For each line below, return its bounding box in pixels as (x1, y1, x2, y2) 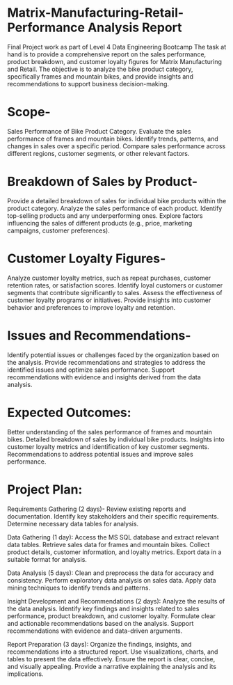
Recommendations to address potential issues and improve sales (7, 450, 193, 458)
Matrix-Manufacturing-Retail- (7, 5, 184, 21)
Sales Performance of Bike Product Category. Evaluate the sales (7, 127, 191, 135)
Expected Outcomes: (7, 404, 131, 420)
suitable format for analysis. (7, 555, 87, 563)
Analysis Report (87, 19, 182, 36)
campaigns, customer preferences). (7, 226, 110, 235)
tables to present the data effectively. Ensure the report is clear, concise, (7, 654, 216, 663)
